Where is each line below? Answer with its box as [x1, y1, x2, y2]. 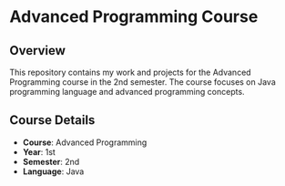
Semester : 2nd [22, 156, 80, 167]
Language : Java [22, 166, 85, 177]
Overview [9, 43, 66, 58]
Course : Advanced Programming [22, 137, 148, 148]
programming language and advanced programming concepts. [9, 87, 245, 97]
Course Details [9, 112, 96, 129]
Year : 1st [22, 146, 56, 157]
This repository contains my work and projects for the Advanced [9, 67, 252, 77]
